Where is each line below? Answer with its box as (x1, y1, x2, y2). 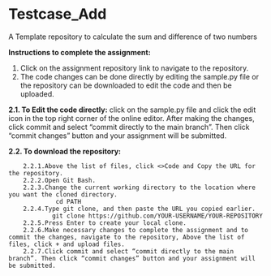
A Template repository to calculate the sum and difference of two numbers (8, 32, 258, 41)
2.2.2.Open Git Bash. (23, 176, 96, 184)
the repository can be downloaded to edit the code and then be (19, 80, 233, 90)
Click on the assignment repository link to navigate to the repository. (19, 63, 249, 73)
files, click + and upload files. (8, 240, 126, 248)
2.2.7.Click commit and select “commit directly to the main (23, 247, 234, 256)
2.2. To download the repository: (8, 146, 122, 156)
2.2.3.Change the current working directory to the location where (23, 183, 256, 192)
